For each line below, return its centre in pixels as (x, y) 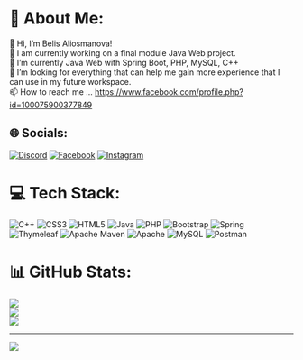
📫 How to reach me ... (51, 92)
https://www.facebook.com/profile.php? (169, 92)
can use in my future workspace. (70, 81)
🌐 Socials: (39, 133)
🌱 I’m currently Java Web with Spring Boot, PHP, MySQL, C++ (124, 62)
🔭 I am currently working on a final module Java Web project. (123, 52)
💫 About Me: (57, 18)
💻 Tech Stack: (65, 193)
